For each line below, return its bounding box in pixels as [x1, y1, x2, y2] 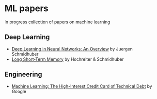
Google [11, 88, 27, 94]
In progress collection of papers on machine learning [4, 19, 110, 25]
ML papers [4, 3, 49, 14]
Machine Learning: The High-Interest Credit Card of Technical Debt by [11, 83, 152, 89]
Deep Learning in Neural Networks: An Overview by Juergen [11, 46, 133, 51]
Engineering [4, 70, 42, 79]
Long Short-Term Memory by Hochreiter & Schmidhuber [11, 56, 124, 62]
